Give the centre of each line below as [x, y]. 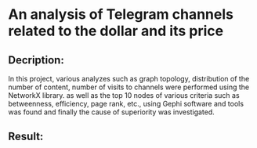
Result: [26, 137]
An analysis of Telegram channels [121, 14]
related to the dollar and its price [116, 31]
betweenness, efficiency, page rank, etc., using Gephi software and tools [126, 104]
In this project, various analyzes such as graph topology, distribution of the [129, 79]
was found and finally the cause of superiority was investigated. [112, 112]
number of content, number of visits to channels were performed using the [128, 87]
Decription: [36, 60]
